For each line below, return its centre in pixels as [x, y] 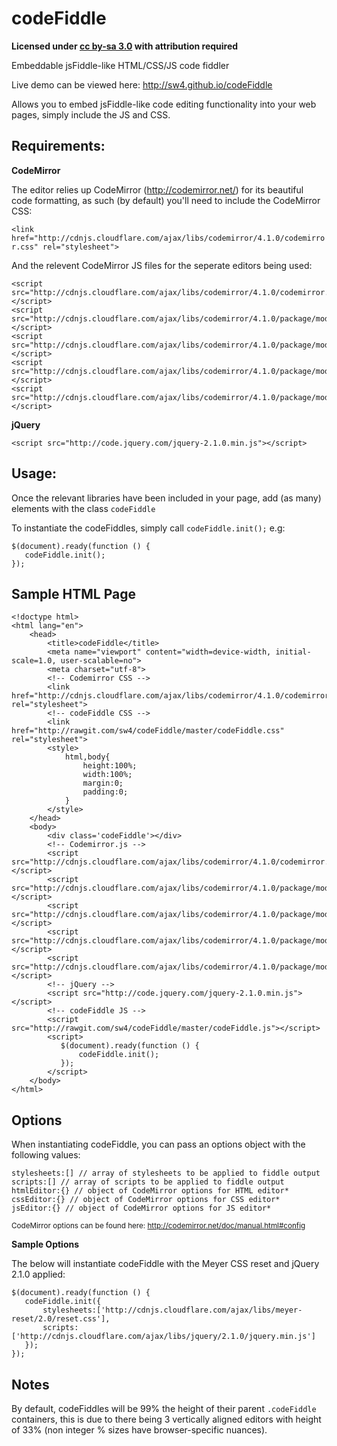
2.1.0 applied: [38, 1274]
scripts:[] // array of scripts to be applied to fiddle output [148, 1182]
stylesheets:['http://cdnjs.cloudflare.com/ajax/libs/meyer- [172, 1310]
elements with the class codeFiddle [83, 508]
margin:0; [103, 783]
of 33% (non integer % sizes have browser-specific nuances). [139, 1430]
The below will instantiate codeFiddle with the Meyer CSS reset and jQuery [165, 1264]
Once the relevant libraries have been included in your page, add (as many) [166, 498]
